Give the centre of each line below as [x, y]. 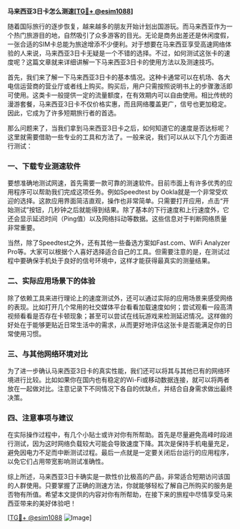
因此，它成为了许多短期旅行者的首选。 [64, 113]
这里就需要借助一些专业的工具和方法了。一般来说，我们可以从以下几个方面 [117, 137]
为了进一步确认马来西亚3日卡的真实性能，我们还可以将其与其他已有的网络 [116, 371]
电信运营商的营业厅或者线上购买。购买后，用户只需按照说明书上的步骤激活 [117, 86]
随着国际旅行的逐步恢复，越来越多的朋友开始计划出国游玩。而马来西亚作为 [117, 26]
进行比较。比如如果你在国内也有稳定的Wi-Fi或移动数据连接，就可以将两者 [121, 379]
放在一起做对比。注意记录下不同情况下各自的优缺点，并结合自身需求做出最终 [120, 388]
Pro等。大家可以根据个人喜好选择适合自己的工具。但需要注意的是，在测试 [116, 252]
